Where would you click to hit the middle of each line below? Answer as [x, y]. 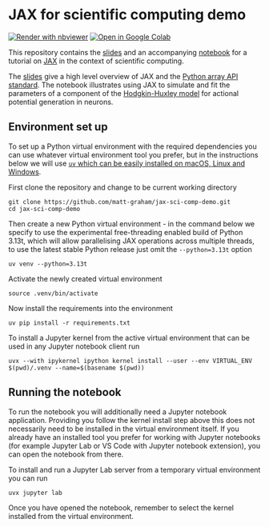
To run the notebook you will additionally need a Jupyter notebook [118, 411]
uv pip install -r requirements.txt [69, 323]
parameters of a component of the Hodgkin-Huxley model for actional [123, 93]
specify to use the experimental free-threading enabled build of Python [126, 232]
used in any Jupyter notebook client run [74, 346]
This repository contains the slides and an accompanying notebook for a [128, 52]
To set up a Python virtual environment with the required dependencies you [133, 146]
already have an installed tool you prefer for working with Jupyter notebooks [134, 437]
